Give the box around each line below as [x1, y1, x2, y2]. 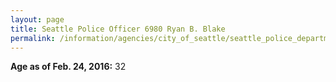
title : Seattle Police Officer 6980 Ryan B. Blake [10, 24, 226, 34]
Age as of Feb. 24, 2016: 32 [10, 61, 127, 73]
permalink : [10, 33, 56, 43]
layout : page [10, 14, 65, 25]
